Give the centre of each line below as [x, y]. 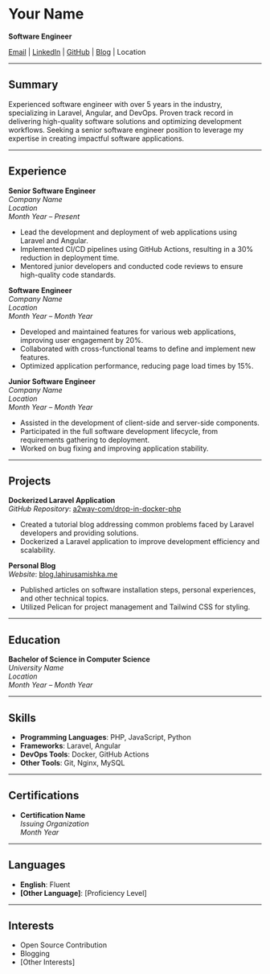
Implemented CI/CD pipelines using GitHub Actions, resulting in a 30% [137, 249]
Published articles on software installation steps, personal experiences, [138, 590]
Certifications [44, 796]
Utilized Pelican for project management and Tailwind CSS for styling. [135, 607]
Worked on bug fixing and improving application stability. [114, 448]
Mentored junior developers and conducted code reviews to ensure [131, 266]
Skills [22, 718]
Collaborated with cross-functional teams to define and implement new [138, 349]
